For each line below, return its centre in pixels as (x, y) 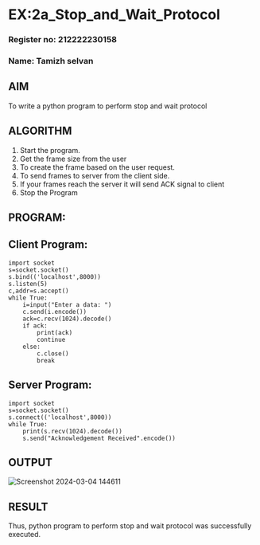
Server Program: (50, 385)
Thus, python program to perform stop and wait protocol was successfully (130, 526)
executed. (25, 535)
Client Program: (48, 245)
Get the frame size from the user (73, 159)
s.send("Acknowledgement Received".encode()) (99, 438)
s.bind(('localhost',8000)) (55, 276)
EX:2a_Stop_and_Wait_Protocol (114, 15)
